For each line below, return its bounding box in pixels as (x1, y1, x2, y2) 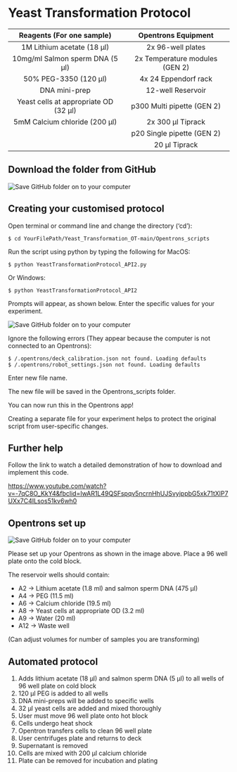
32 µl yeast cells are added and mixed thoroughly (18, 705, 162, 712)
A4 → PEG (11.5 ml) (18, 592, 74, 600)
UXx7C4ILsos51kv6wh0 (8, 497, 77, 506)
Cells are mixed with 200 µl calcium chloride (18, 749, 147, 757)
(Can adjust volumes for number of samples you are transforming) (8, 635, 200, 644)
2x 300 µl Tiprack (146, 117, 206, 127)
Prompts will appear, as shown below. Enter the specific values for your (8, 299, 215, 307)
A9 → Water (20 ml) (18, 614, 76, 623)
